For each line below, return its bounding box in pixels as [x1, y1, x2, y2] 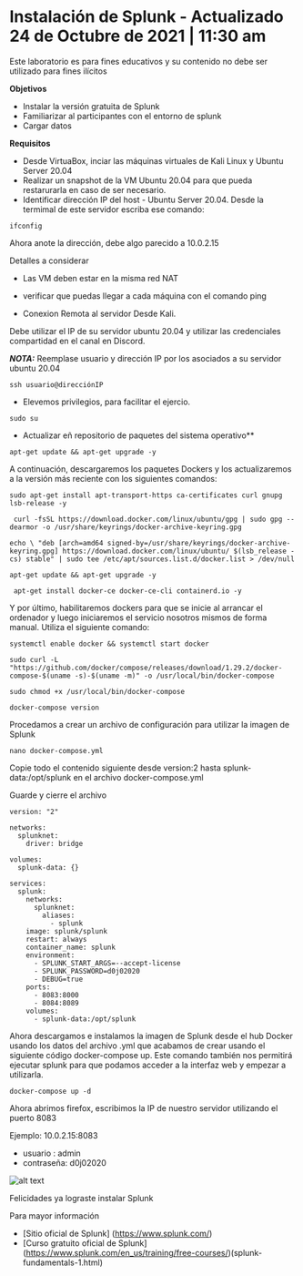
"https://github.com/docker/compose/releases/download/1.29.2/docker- [9, 663, 283, 672]
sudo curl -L [9, 655, 59, 664]
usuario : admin [22, 1148, 82, 1159]
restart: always [25, 934, 88, 944]
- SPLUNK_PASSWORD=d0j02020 [33, 966, 141, 975]
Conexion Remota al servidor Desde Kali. [22, 308, 177, 319]
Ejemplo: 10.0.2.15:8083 [9, 1129, 98, 1140]
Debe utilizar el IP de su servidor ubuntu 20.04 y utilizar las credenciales [9, 325, 281, 336]
